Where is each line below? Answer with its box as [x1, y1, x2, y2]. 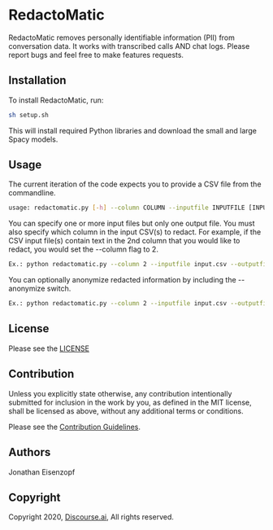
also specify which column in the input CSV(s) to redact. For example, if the [8, 227, 262, 237]
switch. [46, 283, 71, 294]
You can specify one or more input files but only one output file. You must [8, 218, 255, 229]
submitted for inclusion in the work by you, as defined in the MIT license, [8, 397, 252, 407]
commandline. [8, 188, 56, 198]
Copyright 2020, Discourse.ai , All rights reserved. [8, 512, 175, 522]
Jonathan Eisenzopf [8, 466, 76, 477]
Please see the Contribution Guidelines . [8, 422, 141, 431]
